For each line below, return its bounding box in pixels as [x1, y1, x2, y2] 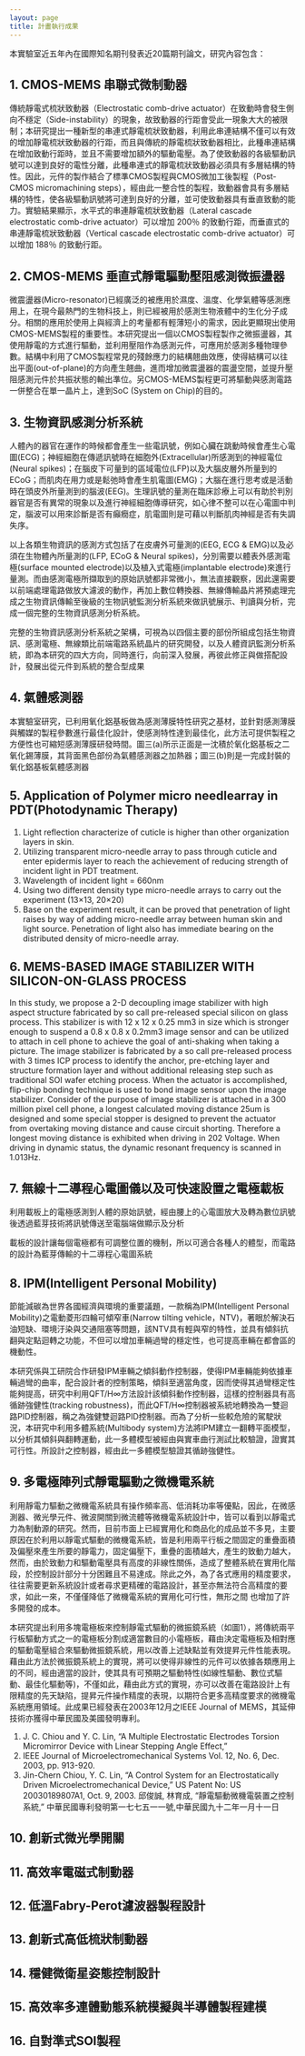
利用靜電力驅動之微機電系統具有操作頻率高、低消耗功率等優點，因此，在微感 [9, 1499, 296, 1510]
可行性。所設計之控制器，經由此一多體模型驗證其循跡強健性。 [9, 1445, 241, 1456]
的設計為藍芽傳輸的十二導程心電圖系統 [9, 1249, 152, 1259]
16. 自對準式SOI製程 [9, 2033, 121, 2049]
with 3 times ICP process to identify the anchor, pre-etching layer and [9, 1056, 270, 1067]
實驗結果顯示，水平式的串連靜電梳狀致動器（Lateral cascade [25, 206, 252, 216]
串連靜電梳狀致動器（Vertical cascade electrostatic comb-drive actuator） [9, 228, 288, 239]
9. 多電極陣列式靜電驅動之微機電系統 [9, 1474, 215, 1489]
